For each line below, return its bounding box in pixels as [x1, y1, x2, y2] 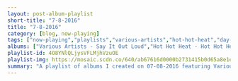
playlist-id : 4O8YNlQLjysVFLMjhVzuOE [7, 50, 119, 57]
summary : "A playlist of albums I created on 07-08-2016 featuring [7, 63, 211, 70]
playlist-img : [7, 56, 50, 63]
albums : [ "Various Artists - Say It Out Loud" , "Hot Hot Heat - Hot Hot [7, 43, 223, 50]
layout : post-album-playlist [7, 10, 93, 18]
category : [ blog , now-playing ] [7, 30, 100, 37]
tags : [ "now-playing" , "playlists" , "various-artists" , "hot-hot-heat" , [7, 37, 217, 44]
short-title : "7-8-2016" [7, 17, 81, 24]
